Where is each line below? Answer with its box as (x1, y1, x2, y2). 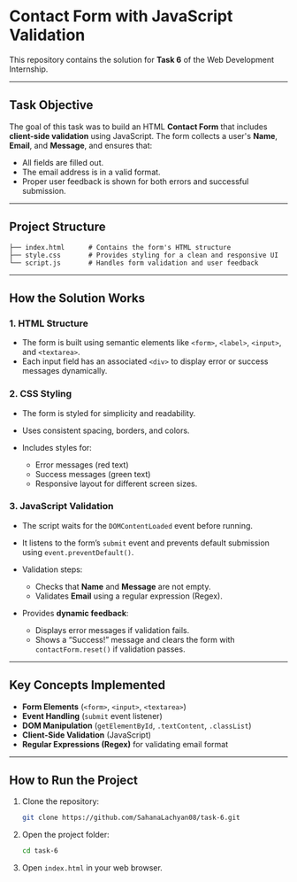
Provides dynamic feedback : (21, 607, 129, 618)
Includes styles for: (21, 442, 93, 453)
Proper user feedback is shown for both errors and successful (21, 175, 249, 187)
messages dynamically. (21, 366, 108, 376)
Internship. (9, 64, 49, 74)
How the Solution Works (9, 290, 146, 306)
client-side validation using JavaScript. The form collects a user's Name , (9, 130, 278, 141)
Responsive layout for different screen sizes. (34, 478, 198, 489)
